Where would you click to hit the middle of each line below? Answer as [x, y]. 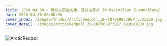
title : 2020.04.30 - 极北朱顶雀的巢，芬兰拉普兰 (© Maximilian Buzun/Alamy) [83, 10]
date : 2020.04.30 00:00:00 [34, 15]
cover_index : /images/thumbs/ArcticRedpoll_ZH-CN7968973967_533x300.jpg [84, 19]
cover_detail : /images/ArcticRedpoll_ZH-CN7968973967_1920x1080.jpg [79, 24]
